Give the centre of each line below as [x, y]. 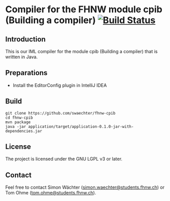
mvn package [18, 122]
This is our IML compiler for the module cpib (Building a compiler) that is [81, 51]
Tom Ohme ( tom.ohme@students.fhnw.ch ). [51, 193]
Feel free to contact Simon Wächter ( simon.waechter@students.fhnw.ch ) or [85, 187]
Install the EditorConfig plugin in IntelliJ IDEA [60, 85]
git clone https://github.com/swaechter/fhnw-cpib [60, 113]
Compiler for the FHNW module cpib [84, 9]
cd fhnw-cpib [19, 118]
